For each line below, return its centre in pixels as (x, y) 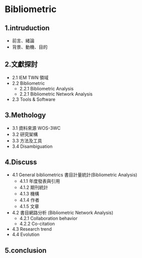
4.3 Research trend (32, 229)
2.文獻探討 (21, 64)
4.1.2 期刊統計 (34, 187)
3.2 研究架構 (25, 134)
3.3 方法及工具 (27, 140)
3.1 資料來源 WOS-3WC (36, 128)
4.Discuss (21, 162)
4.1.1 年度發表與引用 (40, 181)
